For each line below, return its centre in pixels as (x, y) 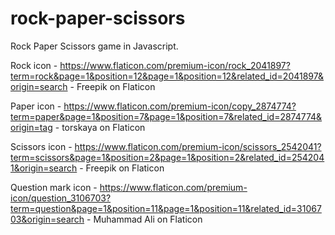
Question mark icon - (54, 187)
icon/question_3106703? (61, 198)
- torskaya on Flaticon (100, 127)
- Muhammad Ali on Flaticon (144, 219)
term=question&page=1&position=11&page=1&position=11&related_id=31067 (166, 208)
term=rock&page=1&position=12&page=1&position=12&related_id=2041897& (167, 76)
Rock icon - (34, 65)
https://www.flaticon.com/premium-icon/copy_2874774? (180, 106)
